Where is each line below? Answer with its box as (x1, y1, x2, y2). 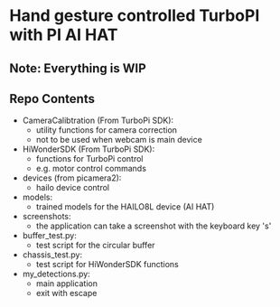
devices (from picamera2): (22, 172, 122, 183)
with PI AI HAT (9, 24, 118, 45)
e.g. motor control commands (35, 163, 147, 174)
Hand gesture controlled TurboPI (9, 5, 260, 26)
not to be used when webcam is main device (35, 135, 203, 145)
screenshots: (22, 211, 71, 222)
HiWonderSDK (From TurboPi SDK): (22, 144, 155, 154)
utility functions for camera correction (35, 125, 178, 135)
